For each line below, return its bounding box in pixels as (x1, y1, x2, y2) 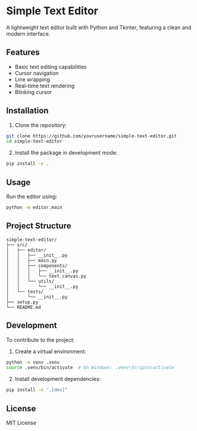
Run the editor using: (6, 193, 58, 200)
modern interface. (6, 30, 51, 37)
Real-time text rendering (14, 82, 75, 89)
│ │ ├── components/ (6, 263, 68, 269)
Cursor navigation (14, 70, 59, 77)
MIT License (6, 419, 37, 426)
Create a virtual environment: (14, 348, 86, 355)
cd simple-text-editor (6, 139, 62, 144)
